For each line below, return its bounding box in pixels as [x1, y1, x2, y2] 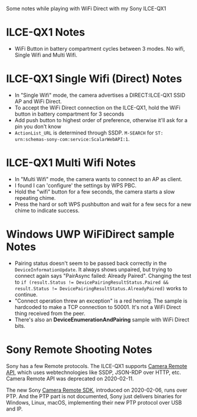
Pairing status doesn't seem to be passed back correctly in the [14, 260, 167, 267]
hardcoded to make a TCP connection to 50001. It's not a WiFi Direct [14, 303, 181, 310]
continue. [14, 291, 38, 298]
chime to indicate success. [14, 206, 80, 214]
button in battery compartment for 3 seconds [14, 110, 125, 117]
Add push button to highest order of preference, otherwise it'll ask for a [14, 116, 188, 123]
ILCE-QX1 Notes [6, 26, 85, 39]
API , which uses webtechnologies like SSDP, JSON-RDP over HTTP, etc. [6, 369, 181, 376]
